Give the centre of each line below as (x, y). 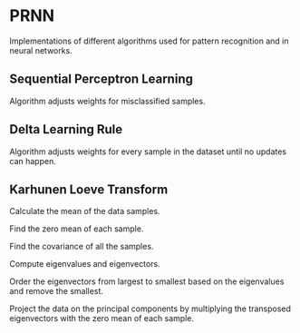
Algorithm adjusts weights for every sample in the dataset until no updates (148, 152)
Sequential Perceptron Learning (101, 79)
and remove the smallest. (57, 291)
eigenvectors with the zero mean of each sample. (102, 318)
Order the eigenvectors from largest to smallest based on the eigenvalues (147, 281)
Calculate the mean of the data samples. (85, 211)
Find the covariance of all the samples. (82, 247)
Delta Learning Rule (66, 129)
